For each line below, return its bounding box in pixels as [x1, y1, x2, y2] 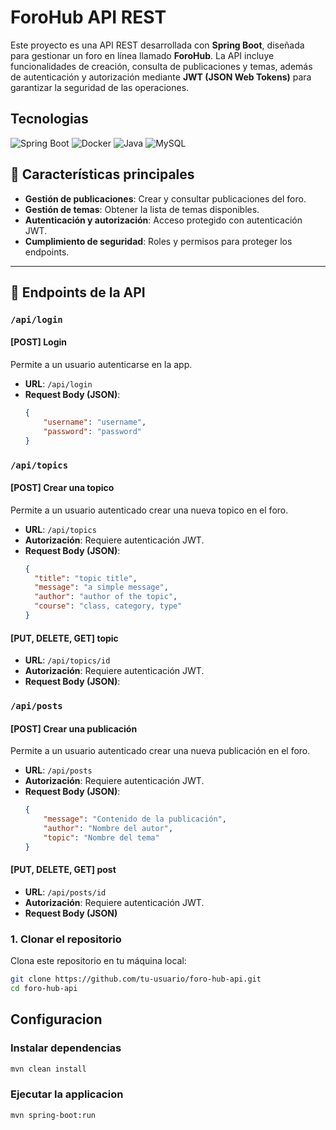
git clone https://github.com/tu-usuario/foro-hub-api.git [10, 974, 262, 985]
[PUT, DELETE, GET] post [10, 864, 117, 876]
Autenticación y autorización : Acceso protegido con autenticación [24, 214, 303, 226]
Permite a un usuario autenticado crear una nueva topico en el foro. [10, 504, 289, 516]
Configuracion [10, 1011, 103, 1028]
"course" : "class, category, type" [34, 601, 183, 611]
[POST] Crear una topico [10, 482, 115, 494]
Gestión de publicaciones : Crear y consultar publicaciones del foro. [24, 192, 307, 205]
